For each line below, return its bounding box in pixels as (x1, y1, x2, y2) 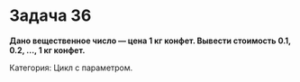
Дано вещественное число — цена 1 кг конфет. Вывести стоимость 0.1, (9, 35, 291, 46)
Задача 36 (9, 5, 92, 26)
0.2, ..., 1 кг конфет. (9, 44, 86, 55)
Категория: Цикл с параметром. (9, 62, 133, 73)
